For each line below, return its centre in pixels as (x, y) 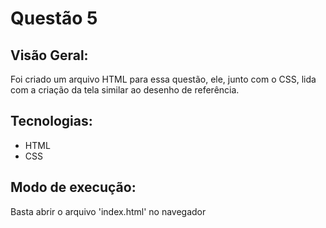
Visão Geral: (49, 55)
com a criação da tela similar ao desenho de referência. (125, 90)
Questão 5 (54, 18)
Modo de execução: (73, 187)
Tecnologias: (51, 121)
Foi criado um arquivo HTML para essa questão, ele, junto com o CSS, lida (163, 79)
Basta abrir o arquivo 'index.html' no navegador (108, 211)
